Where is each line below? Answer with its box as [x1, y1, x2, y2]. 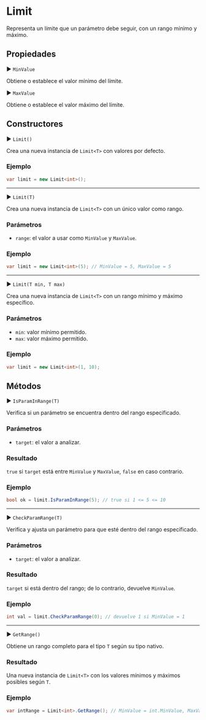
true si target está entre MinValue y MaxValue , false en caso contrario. [6, 468, 184, 475]
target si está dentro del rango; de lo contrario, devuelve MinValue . [6, 584, 176, 592]
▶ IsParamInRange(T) [6, 397, 60, 405]
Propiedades [6, 49, 56, 60]
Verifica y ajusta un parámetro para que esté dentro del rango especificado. [6, 526, 198, 533]
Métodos [6, 381, 42, 391]
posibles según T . [6, 678, 51, 686]
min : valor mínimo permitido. [15, 328, 87, 335]
